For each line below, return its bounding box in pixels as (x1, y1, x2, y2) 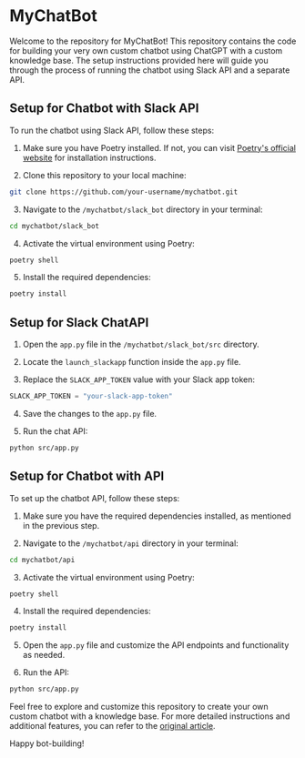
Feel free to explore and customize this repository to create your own (9, 702, 269, 713)
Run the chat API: (22, 425, 88, 437)
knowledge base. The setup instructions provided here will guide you (9, 55, 269, 66)
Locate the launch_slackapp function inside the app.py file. (22, 357, 241, 368)
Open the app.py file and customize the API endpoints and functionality (22, 640, 290, 651)
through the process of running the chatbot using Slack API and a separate (9, 65, 290, 76)
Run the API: (22, 667, 70, 678)
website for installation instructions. (22, 152, 157, 163)
